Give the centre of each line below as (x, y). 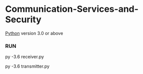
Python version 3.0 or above (34, 33)
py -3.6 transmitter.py (27, 66)
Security (23, 19)
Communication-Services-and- (72, 9)
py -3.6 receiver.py (25, 57)
